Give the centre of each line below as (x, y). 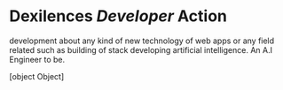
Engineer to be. (37, 59)
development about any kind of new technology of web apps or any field (142, 41)
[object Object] (37, 76)
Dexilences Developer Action (118, 16)
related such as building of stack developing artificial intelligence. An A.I (141, 49)
